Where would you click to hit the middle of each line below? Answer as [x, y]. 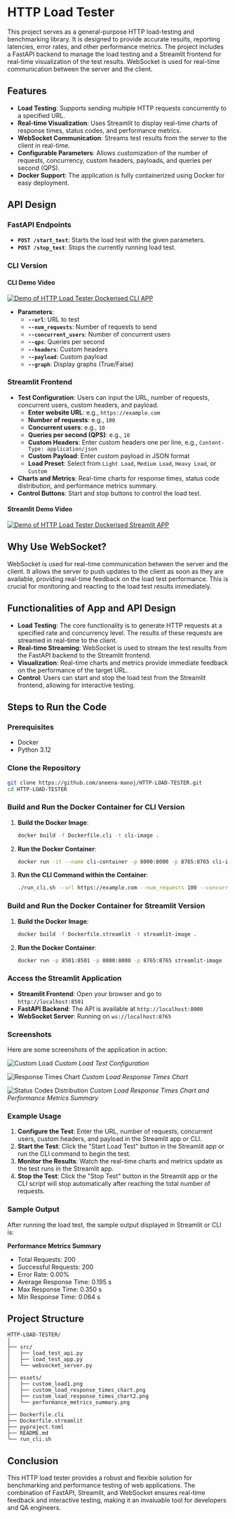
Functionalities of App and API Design [92, 608]
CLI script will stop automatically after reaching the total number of [114, 1184]
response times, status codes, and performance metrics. [99, 130]
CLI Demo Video [31, 282]
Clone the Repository [44, 768]
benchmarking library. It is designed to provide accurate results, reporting [114, 39]
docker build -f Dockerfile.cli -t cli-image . [88, 835]
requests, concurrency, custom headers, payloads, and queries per [115, 160]
